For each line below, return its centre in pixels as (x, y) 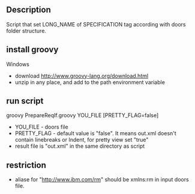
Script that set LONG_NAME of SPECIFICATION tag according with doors (96, 24)
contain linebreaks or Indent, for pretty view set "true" (82, 140)
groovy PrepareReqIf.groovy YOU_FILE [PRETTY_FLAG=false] (82, 115)
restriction (26, 165)
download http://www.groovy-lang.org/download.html (82, 76)
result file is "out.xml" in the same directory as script (80, 146)
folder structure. (26, 31)
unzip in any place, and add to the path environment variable (90, 82)
